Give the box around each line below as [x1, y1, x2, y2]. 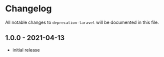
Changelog [5, 3, 52, 14]
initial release [12, 47, 40, 53]
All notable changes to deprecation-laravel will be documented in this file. [5, 19, 159, 25]
